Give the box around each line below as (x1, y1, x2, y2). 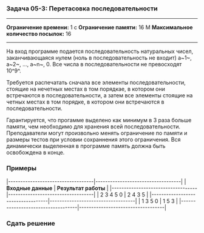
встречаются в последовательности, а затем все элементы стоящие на (6, 92, 193, 99)
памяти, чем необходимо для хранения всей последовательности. (6, 123, 181, 130)
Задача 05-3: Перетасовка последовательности (6, 4, 158, 13)
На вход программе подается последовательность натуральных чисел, (6, 47, 194, 55)
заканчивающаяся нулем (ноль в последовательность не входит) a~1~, (6, 54, 192, 61)
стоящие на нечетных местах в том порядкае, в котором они (6, 85, 166, 92)
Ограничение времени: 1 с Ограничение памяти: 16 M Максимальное (6, 24, 193, 31)
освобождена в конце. (6, 149, 65, 156)
